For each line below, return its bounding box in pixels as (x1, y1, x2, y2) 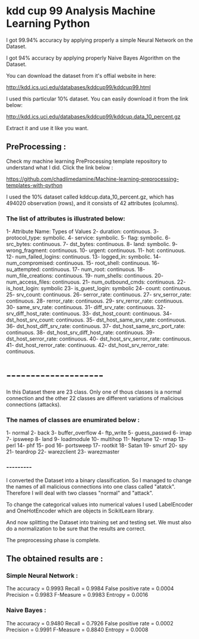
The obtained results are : (6, 553, 103, 564)
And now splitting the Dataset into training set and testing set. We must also (6, 518, 192, 525)
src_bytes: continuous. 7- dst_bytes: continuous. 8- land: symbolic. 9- (6, 241, 178, 248)
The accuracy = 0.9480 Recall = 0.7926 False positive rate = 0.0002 (6, 619, 173, 627)
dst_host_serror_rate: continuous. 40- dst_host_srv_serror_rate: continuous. (6, 335, 192, 342)
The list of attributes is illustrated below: (6, 214, 126, 222)
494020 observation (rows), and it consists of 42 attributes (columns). (6, 199, 179, 206)
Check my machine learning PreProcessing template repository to (6, 158, 168, 165)
